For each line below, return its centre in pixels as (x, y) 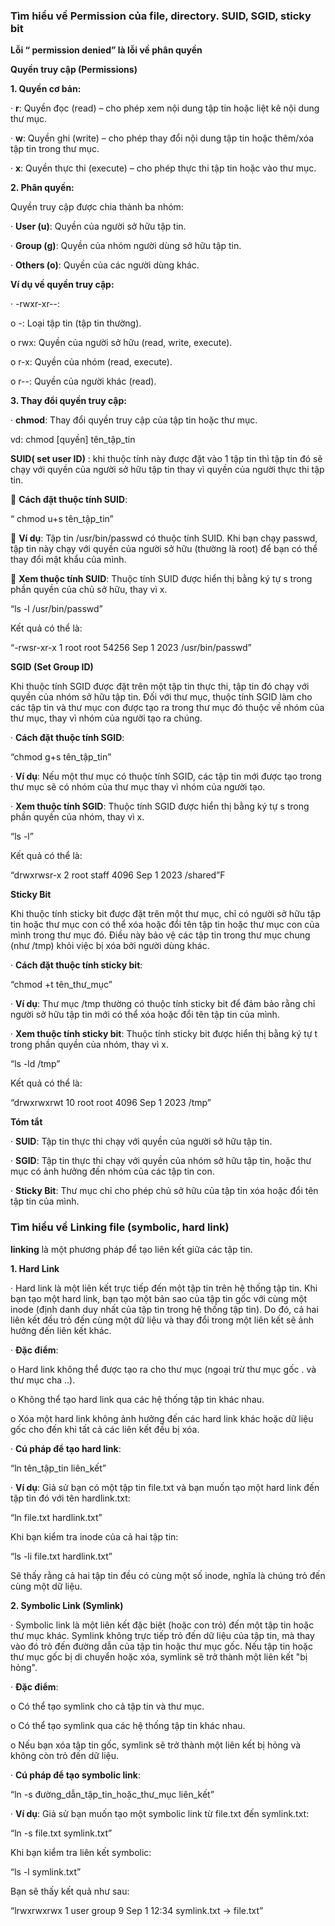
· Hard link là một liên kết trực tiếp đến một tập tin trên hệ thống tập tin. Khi (164, 1288)
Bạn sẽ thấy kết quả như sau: (70, 1891)
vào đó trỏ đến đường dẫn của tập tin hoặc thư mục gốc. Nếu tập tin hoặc (161, 1646)
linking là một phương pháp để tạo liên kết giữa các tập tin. (131, 1249)
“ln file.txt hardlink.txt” (56, 1517)
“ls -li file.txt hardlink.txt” (61, 1556)
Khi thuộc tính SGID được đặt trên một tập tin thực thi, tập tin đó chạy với (160, 686)
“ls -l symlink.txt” (46, 1871)
